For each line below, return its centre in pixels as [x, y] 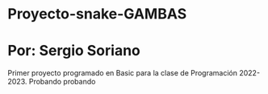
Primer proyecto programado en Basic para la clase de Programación [123, 73]
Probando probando [62, 82]
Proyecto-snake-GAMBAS [97, 14]
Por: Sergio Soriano [74, 51]
